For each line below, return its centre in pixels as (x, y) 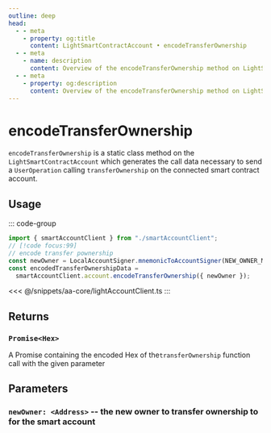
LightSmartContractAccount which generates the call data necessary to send (135, 161)
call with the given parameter (57, 364)
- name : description (57, 61)
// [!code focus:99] (43, 246)
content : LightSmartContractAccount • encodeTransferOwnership (138, 46)
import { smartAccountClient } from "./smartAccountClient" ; (113, 239)
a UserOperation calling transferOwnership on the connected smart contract (134, 170)
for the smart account (52, 422)
